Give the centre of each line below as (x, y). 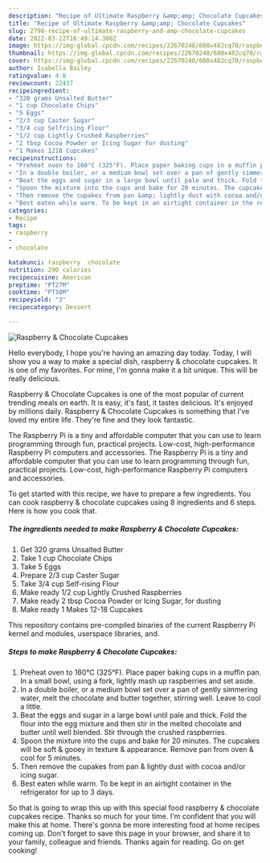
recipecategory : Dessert (50, 308)
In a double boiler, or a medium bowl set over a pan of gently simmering (139, 689)
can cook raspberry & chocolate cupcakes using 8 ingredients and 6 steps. (133, 502)
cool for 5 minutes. (51, 758)
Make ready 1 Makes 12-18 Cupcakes (81, 609)
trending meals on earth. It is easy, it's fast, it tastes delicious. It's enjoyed (131, 403)
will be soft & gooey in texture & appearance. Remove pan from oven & (137, 749)
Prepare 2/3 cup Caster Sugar (70, 575)
